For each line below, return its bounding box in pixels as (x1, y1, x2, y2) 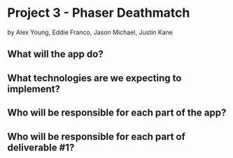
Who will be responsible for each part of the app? (7, 107, 227, 119)
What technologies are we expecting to (7, 72, 182, 84)
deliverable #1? (7, 141, 75, 153)
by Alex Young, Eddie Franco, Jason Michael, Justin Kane (7, 28, 174, 36)
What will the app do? (7, 48, 104, 60)
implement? (7, 82, 61, 95)
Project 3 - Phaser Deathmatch (7, 5, 190, 21)
